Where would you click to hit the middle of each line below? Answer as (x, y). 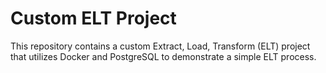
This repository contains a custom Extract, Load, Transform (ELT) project (160, 46)
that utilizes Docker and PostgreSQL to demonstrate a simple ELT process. (163, 56)
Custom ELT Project (93, 18)
